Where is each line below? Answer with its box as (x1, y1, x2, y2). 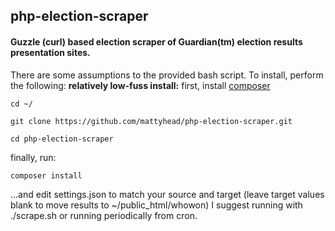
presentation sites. (10, 46, 91, 58)
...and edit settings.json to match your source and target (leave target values (10, 188, 325, 200)
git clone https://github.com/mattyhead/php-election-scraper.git (10, 116, 293, 126)
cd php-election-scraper (10, 134, 114, 144)
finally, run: (10, 151, 57, 163)
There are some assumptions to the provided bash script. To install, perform (10, 69, 324, 81)
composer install (10, 170, 83, 181)
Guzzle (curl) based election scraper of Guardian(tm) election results (10, 35, 303, 48)
